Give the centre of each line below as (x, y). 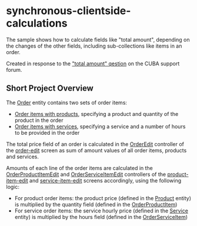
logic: (13, 187)
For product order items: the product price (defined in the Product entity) (103, 198)
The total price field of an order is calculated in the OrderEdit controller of (95, 144)
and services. (23, 157)
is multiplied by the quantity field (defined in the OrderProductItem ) (96, 204)
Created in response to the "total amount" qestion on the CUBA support (93, 64)
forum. (14, 69)
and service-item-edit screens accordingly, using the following (105, 180)
